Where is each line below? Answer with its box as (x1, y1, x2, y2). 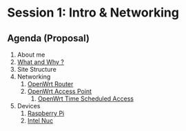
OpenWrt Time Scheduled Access (37, 94, 134, 103)
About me (17, 50, 45, 59)
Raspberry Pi (27, 109, 65, 117)
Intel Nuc (27, 117, 54, 125)
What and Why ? (17, 58, 64, 66)
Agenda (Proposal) (7, 32, 90, 44)
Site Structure (17, 65, 56, 73)
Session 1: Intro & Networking (7, 5, 179, 21)
